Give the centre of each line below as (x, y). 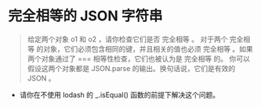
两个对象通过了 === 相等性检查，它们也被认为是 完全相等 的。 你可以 (139, 59)
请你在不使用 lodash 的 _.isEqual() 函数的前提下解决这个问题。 (120, 95)
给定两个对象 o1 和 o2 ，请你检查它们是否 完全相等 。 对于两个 (127, 39)
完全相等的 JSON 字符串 (85, 16)
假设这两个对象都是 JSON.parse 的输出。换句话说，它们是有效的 (131, 68)
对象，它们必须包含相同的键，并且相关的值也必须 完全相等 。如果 (148, 48)
